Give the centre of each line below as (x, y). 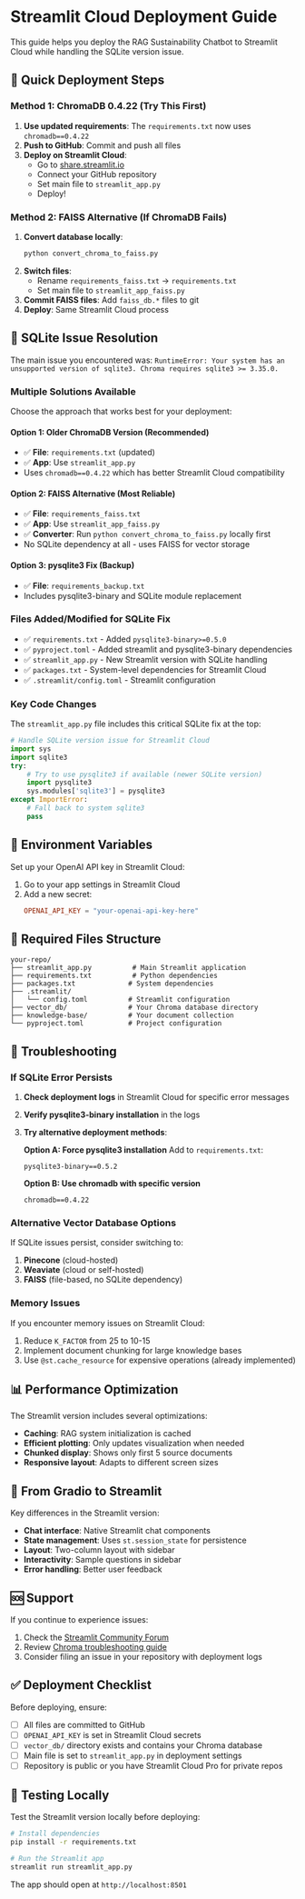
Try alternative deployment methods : (95, 1133)
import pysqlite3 (59, 783)
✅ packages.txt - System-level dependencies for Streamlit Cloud (145, 669)
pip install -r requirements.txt (74, 1842)
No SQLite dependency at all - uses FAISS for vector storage (137, 545)
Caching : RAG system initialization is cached (107, 1434)
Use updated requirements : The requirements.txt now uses (137, 125)
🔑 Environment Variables (82, 845)
